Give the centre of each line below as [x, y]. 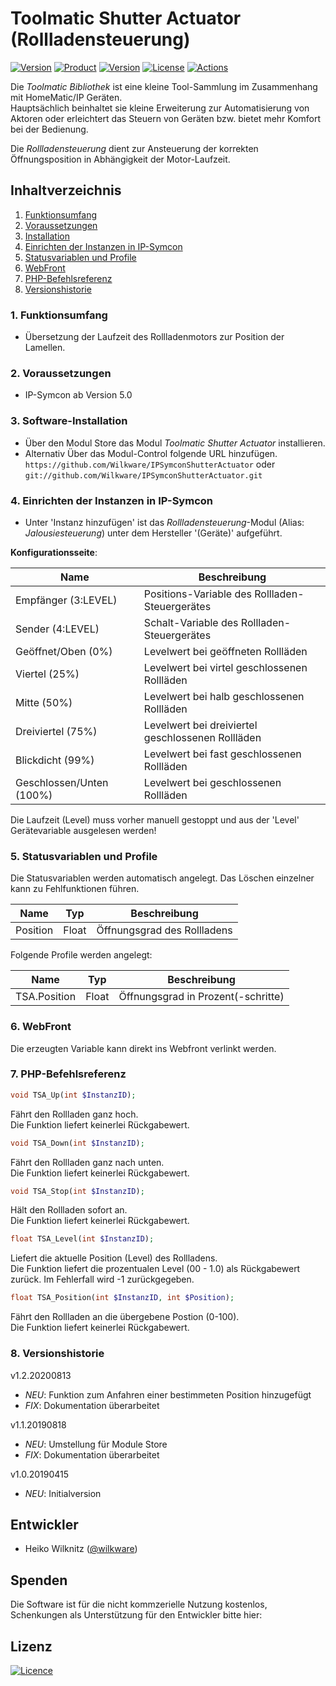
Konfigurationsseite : [54, 552]
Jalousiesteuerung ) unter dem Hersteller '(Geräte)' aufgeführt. [153, 533]
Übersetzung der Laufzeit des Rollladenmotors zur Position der [154, 337]
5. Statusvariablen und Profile [84, 856]
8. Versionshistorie [57, 1354]
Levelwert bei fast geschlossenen [222, 754]
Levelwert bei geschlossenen [212, 782]
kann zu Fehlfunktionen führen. [75, 889]
